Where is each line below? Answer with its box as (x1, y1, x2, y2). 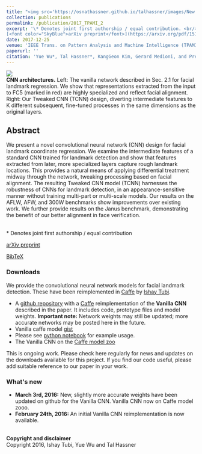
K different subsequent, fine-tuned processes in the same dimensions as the (6, 102, 196, 109)
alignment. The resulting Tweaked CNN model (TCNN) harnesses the (6, 180, 177, 187)
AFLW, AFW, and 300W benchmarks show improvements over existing (6, 199, 182, 206)
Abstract (6, 126, 40, 136)
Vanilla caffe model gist (14, 325, 73, 333)
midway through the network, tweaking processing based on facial (6, 173, 172, 180)
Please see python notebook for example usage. (14, 331, 135, 339)
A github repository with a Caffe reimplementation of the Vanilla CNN (14, 299, 187, 307)
